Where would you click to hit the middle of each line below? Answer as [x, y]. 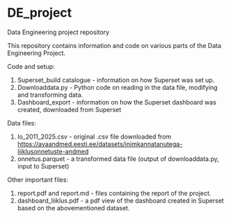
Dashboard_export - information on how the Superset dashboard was [117, 102]
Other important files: [38, 180]
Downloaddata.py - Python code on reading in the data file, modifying [117, 87]
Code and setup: [31, 66]
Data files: [22, 123]
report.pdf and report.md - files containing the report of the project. [114, 193]
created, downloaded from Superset [69, 109]
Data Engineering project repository [58, 32]
